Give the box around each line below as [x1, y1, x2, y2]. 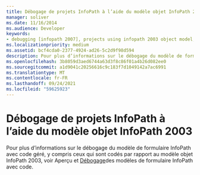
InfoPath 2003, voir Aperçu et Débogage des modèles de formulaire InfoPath [6, 157, 193, 164]
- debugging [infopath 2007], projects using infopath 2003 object [6, 36, 177, 42]
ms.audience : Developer [6, 25, 65, 32]
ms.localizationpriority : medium [6, 42, 89, 48]
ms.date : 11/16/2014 [6, 20, 58, 26]
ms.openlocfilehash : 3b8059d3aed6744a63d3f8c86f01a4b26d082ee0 [6, 58, 167, 64]
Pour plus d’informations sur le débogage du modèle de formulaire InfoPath [6, 144, 192, 151]
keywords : [6, 31, 31, 37]
